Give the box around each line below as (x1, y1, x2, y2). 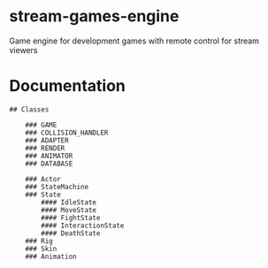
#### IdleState (41, 197, 97, 207)
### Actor (25, 174, 62, 183)
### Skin (25, 244, 57, 253)
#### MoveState (41, 205, 97, 214)
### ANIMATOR (25, 151, 73, 160)
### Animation (25, 252, 77, 261)
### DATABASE (25, 159, 73, 168)
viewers (9, 44, 38, 55)
